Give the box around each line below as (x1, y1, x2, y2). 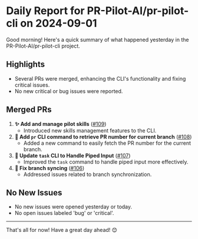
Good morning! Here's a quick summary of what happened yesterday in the (6, 36, 189, 43)
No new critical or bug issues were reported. (14, 87, 123, 95)
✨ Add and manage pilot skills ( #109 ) (14, 120, 107, 127)
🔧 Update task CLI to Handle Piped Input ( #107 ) (14, 152, 131, 159)
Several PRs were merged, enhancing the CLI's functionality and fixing (14, 75, 186, 82)
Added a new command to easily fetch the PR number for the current (23, 140, 192, 147)
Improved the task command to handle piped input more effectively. (23, 158, 189, 165)
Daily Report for (6, 4, 85, 18)
